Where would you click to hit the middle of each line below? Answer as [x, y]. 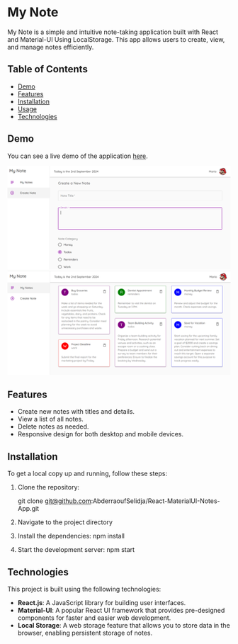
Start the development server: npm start [76, 550]
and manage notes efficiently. [51, 47]
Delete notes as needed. [53, 426]
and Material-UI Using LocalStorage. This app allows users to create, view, [116, 39]
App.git [28, 509]
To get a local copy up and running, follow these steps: [87, 474]
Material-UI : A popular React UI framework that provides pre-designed [121, 611]
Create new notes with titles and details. [76, 412]
